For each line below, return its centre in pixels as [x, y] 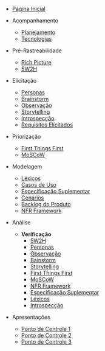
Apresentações [31, 317]
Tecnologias [36, 39]
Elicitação [24, 81]
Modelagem [27, 166]
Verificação [36, 234]
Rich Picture [36, 62]
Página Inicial [29, 9]
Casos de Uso [39, 185]
